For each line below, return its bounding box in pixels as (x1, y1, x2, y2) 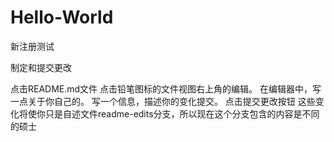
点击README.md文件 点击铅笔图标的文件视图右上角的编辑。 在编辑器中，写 (10, 82, 322, 95)
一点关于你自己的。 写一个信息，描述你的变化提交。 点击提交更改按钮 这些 (10, 95, 316, 107)
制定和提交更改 (10, 61, 72, 73)
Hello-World (10, 6, 114, 29)
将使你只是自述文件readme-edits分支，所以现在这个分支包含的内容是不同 (18, 107, 320, 120)
